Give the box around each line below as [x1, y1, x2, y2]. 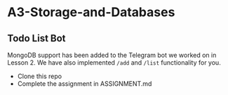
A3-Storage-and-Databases [7, 4, 175, 20]
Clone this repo [17, 72, 62, 80]
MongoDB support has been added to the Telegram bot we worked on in [7, 51, 217, 59]
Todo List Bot [7, 32, 66, 44]
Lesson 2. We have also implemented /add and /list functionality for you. [7, 58, 221, 67]
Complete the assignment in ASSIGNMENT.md [17, 80, 152, 88]
